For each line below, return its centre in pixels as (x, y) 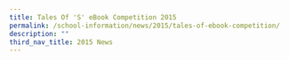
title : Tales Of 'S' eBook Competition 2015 (93, 17)
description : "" (39, 34)
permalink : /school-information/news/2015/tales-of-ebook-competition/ (144, 26)
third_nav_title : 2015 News (61, 42)
